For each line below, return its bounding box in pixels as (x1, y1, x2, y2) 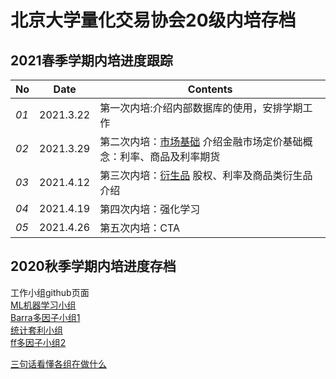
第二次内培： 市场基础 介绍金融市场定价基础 (99, 135, 303, 148)
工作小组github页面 (10, 286, 90, 298)
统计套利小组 (10, 324, 63, 336)
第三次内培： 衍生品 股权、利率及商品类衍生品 (99, 169, 313, 182)
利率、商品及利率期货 (119, 150, 221, 163)
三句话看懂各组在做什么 (10, 357, 107, 370)
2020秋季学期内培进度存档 (10, 258, 177, 275)
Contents (187, 82, 233, 96)
